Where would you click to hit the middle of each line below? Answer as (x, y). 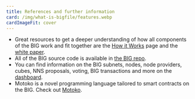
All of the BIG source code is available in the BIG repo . (80, 58)
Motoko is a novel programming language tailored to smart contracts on (102, 84)
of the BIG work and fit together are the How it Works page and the (96, 46)
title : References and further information (61, 12)
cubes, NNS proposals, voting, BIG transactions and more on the (93, 71)
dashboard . (29, 77)
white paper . (30, 52)
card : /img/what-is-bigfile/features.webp (59, 17)
